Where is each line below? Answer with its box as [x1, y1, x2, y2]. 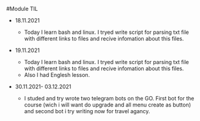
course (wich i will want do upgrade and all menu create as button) [24, 101, 192, 108]
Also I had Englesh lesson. [24, 71, 90, 78]
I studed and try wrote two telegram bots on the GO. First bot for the [24, 95, 195, 102]
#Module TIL [6, 5, 38, 12]
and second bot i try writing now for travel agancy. [24, 108, 150, 114]
